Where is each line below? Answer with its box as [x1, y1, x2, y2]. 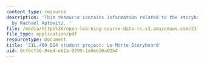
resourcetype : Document [6, 37, 67, 43]
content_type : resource [6, 8, 67, 15]
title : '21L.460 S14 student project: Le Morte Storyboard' [6, 43, 162, 49]
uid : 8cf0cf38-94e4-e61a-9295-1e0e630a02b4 [6, 48, 118, 54]
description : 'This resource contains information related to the [6, 14, 178, 20]
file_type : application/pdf [6, 31, 78, 37]
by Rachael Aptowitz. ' [12, 20, 72, 26]
